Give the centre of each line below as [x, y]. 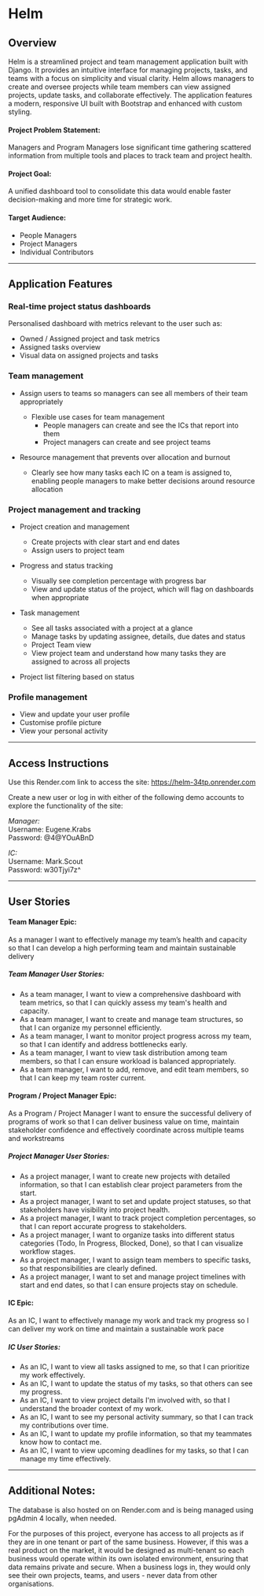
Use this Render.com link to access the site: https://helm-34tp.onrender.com [132, 782]
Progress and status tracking [66, 565]
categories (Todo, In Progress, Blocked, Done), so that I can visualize [131, 1243]
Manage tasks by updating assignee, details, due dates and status [138, 636]
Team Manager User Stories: [56, 974]
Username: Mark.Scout [46, 861]
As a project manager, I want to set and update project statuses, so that [135, 1201]
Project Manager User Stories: [59, 1156]
